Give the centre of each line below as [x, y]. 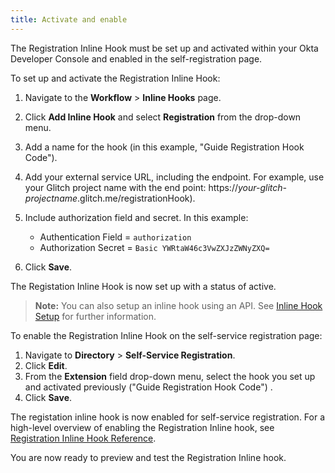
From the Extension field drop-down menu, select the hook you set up [170, 376]
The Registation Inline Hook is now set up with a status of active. [143, 286]
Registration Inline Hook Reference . [83, 438]
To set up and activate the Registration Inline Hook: [115, 78]
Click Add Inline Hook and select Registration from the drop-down [163, 117]
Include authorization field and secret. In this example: [136, 217]
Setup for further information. [95, 316]
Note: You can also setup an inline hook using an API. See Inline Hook [178, 305]
